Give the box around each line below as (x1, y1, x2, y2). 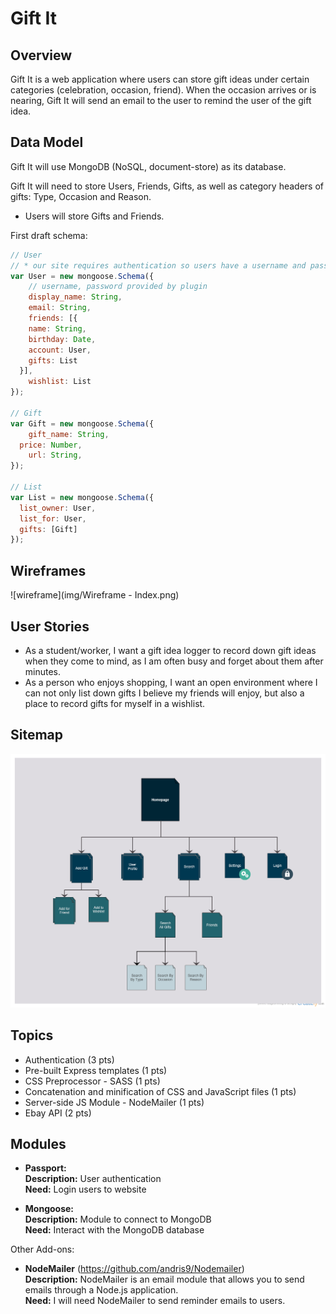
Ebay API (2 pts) (24, 1107, 92, 1119)
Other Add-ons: (10, 1243, 75, 1256)
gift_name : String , (28, 429, 110, 439)
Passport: (24, 1162, 67, 1174)
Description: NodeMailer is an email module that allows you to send (24, 1273, 305, 1286)
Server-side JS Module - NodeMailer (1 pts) (24, 1096, 205, 1108)
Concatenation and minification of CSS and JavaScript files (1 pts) (24, 1085, 297, 1097)
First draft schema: (10, 229, 88, 241)
